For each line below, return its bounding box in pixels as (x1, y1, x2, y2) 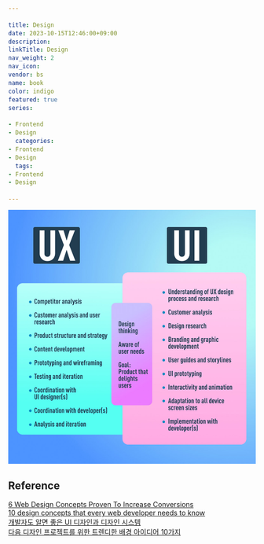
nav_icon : (8, 63, 41, 71)
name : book (8, 79, 44, 86)
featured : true (8, 95, 58, 104)
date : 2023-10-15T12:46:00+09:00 (8, 29, 118, 37)
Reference (8, 480, 60, 492)
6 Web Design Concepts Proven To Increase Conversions (8, 500, 194, 509)
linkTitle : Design (8, 46, 68, 54)
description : (8, 38, 51, 46)
